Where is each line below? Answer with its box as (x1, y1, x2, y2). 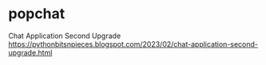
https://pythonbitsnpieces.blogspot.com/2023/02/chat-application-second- (8, 39, 258, 48)
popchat (8, 5, 66, 23)
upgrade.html (8, 48, 53, 57)
